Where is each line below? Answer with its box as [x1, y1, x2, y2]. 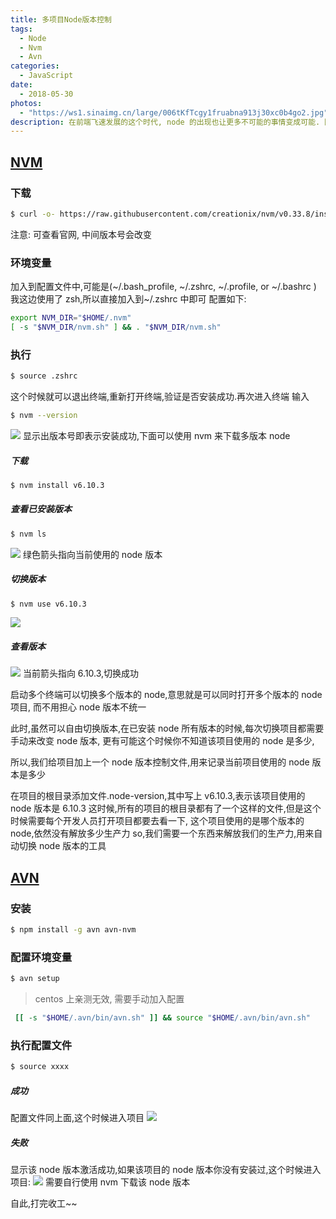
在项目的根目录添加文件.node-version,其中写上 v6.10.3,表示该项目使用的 [10, 790, 306, 802]
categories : [10, 61, 60, 71]
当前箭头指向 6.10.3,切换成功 [22, 667, 140, 680]
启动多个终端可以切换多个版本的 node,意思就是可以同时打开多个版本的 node [10, 689, 323, 701]
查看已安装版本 [10, 503, 72, 515]
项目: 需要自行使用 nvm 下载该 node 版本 [10, 1176, 191, 1188]
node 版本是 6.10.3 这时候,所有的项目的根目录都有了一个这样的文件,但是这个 [10, 802, 322, 815]
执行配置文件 [10, 1038, 73, 1052]
